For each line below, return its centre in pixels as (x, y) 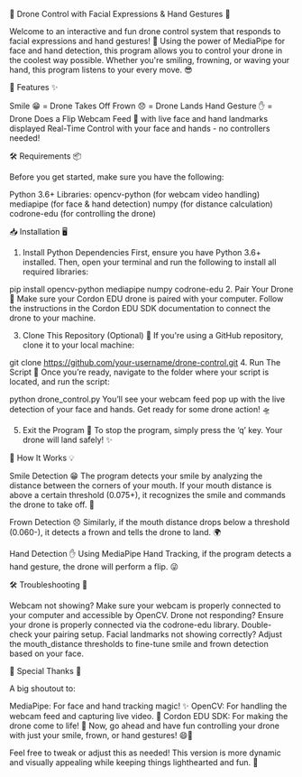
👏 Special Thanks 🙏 (46, 671)
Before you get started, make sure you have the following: (117, 177)
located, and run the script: (59, 382)
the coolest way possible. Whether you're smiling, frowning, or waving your (150, 60)
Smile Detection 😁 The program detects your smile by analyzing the (136, 476)
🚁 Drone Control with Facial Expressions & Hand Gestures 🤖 (120, 14)
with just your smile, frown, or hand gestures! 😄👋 (101, 735)
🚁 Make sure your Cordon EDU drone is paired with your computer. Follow (146, 299)
